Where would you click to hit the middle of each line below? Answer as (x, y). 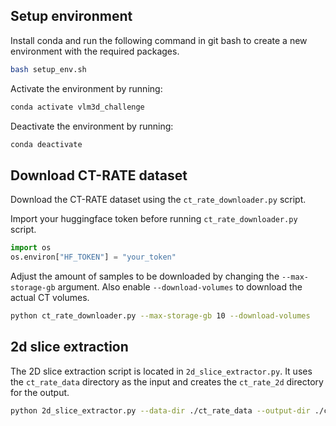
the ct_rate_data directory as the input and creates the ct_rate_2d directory (167, 381)
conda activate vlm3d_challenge (77, 107)
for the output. (40, 392)
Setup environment (71, 16)
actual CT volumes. (50, 297)
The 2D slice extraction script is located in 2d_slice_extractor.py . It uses (161, 371)
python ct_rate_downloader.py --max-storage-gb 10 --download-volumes (160, 316)
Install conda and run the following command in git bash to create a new (159, 40)
